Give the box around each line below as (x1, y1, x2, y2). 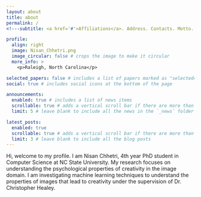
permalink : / (6, 20, 39, 26)
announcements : (6, 91, 44, 98)
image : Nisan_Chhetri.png (11, 47, 77, 54)
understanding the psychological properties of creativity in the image (6, 165, 176, 172)
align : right (11, 42, 44, 48)
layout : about (6, 8, 42, 15)
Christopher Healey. (6, 184, 56, 192)
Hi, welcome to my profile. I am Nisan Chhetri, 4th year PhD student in (6, 153, 179, 160)
